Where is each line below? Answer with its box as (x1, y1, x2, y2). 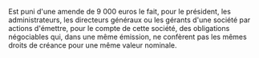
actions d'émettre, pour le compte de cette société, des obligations (8, 24, 230, 33)
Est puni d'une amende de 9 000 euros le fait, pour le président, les (8, 7, 231, 16)
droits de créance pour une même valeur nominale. (8, 41, 178, 50)
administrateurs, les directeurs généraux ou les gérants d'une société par (8, 15, 251, 25)
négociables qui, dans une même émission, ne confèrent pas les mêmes (8, 32, 247, 41)
